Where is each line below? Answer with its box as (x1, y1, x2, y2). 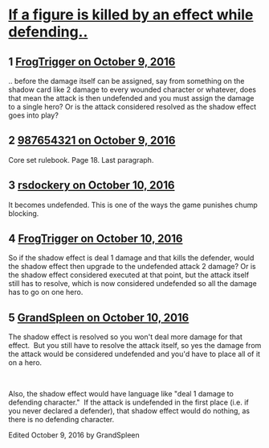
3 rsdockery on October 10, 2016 (8, 179, 175, 193)
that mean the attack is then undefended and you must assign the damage (8, 93, 255, 102)
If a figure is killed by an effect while (8, 6, 254, 24)
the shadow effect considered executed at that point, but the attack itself (8, 270, 250, 280)
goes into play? (8, 110, 59, 120)
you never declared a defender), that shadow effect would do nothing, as (8, 406, 251, 416)
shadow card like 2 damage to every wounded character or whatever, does (8, 85, 257, 94)
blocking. (8, 208, 39, 218)
